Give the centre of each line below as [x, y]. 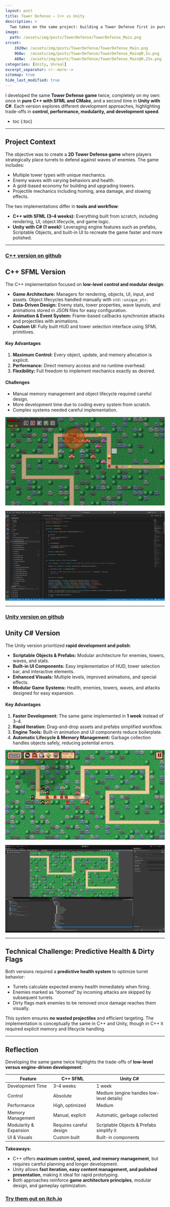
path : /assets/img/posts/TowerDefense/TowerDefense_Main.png [76, 38]
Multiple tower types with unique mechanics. [59, 175]
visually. [21, 1008]
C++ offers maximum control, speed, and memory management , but [85, 1158]
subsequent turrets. [33, 997]
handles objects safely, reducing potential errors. [63, 743]
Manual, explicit [69, 1115]
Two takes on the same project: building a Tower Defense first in [82, 27]
